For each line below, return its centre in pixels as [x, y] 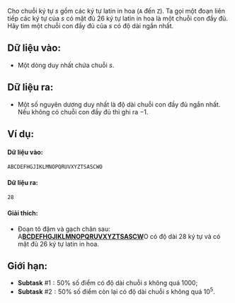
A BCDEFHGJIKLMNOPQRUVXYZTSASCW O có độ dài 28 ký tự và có [119, 236]
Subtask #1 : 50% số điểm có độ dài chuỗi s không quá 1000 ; [108, 283]
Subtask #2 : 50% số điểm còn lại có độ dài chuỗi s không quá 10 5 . [116, 291]
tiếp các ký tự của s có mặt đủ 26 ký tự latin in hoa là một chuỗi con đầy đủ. [118, 18]
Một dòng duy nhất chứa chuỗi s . [66, 65]
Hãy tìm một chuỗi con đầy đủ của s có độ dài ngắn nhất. [91, 26]
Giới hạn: [28, 266]
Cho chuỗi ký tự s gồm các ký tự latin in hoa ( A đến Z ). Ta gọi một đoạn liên [116, 11]
